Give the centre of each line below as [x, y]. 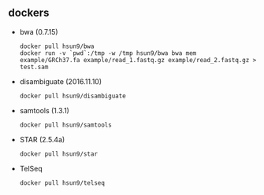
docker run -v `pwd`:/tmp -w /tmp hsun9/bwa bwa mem [108, 53]
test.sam [34, 67]
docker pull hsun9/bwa [57, 46]
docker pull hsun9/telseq [62, 183]
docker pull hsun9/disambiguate [73, 96]
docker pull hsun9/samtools [65, 125]
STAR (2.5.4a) [42, 139]
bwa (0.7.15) [39, 31]
